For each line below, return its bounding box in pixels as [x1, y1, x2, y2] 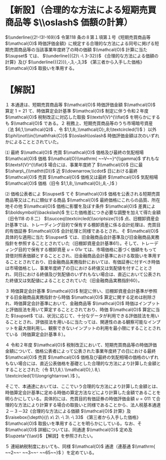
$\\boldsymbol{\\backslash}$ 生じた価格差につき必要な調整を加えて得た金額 [5, 209, 161, 215]
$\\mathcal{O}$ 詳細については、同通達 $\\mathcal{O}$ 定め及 [5, 426, 132, 432]
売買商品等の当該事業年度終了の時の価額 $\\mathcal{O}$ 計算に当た [9, 47, 148, 52]
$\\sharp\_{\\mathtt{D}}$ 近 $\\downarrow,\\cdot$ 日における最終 [5, 168, 138, 174]
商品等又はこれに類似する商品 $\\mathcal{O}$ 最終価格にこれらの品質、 [5, 197, 152, 203]
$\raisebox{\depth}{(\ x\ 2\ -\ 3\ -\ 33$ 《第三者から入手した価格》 [5, 414, 141, 420]
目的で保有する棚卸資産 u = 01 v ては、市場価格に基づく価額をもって [18, 246, 157, 253]
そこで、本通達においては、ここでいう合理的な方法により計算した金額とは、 [5, 383, 161, 389]
